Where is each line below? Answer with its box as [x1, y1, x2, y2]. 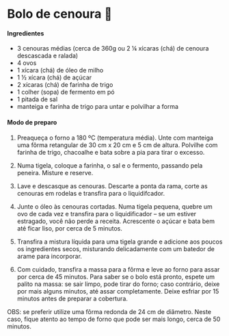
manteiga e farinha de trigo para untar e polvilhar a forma [16, 103, 179, 111]
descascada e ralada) [16, 51, 79, 60]
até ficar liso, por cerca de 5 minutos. [16, 224, 123, 232]
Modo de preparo [7, 118, 57, 126]
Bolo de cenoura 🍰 [7, 6, 113, 22]
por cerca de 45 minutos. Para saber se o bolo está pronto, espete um [16, 272, 215, 281]
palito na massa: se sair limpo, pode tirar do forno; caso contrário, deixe [16, 280, 220, 288]
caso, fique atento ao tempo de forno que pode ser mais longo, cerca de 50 [7, 315, 221, 323]
